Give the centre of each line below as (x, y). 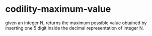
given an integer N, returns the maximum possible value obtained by (76, 23)
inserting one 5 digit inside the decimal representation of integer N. (75, 28)
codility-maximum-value (58, 9)
